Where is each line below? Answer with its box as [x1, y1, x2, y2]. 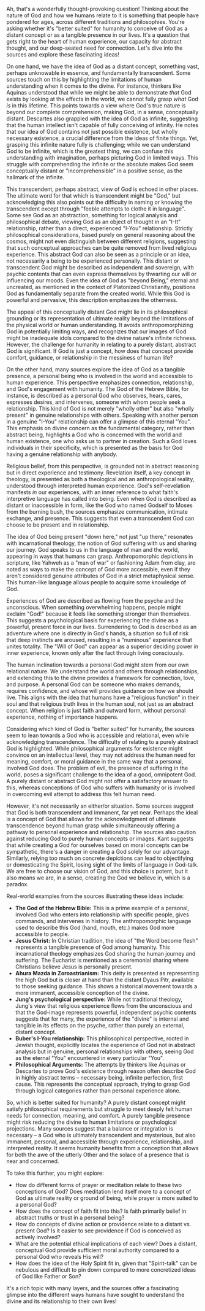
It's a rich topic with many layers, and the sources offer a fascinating [6, 1285, 179, 1291]
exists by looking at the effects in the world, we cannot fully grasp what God [6, 95, 199, 102]
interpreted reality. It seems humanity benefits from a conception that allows [6, 1145, 199, 1151]
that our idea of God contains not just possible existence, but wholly [6, 128, 178, 135]
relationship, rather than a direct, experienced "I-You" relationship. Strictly [6, 225, 193, 232]
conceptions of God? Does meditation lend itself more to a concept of [15, 1188, 192, 1195]
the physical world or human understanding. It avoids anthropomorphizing [6, 322, 193, 328]
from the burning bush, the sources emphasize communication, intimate [6, 508, 188, 515]
